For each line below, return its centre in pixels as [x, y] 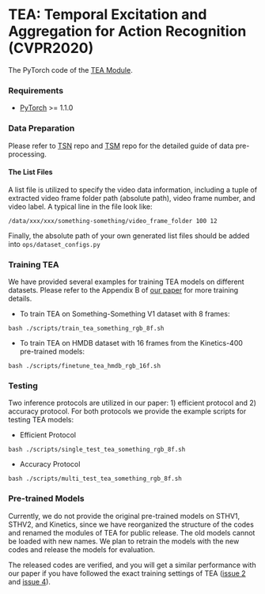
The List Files [30, 172]
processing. [28, 154]
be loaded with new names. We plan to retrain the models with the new [124, 541]
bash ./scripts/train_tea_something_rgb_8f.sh [86, 329]
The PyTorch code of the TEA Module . [70, 70]
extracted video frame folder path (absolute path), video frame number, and [132, 198]
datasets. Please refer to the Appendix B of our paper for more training [123, 290]
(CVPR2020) [51, 48]
